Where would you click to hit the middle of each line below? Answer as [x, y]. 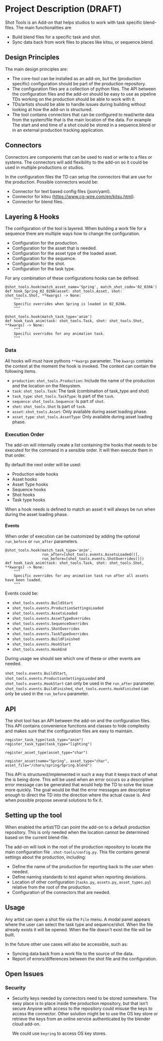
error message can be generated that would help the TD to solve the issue [79, 784]
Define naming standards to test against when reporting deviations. [79, 876]
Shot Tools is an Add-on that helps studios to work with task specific [73, 22]
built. [10, 935]
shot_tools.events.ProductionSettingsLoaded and [55, 678]
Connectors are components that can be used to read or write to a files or [79, 157]
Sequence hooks [29, 489]
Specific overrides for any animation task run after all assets [81, 576]
